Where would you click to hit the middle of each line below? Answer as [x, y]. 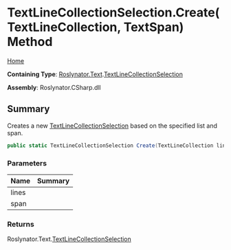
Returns [21, 224]
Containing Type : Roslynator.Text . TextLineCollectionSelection [95, 74]
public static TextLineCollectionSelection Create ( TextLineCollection [110, 146]
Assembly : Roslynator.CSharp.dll [54, 87]
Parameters [27, 163]
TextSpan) [154, 27]
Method [30, 42]
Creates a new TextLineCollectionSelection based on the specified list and [112, 126]
